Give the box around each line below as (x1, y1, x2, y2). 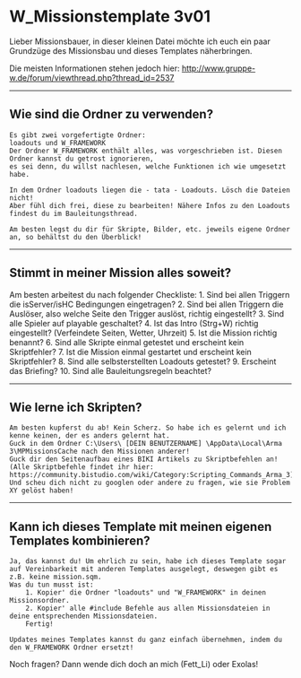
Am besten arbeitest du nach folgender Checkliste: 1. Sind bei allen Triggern (9, 289, 290, 300)
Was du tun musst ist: (9, 580, 94, 589)
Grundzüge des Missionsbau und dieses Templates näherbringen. (9, 45, 253, 56)
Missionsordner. (9, 596, 70, 605)
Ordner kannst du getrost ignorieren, (9, 154, 154, 163)
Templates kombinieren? (9, 533, 150, 548)
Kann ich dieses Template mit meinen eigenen (9, 518, 272, 535)
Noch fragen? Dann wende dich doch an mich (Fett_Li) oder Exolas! (9, 659, 259, 670)
